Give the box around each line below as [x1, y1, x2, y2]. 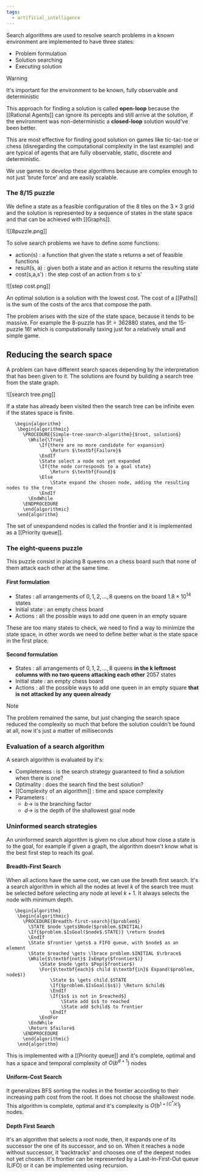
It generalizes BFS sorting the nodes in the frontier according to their [6, 1087, 179, 1094]
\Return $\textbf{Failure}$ [49, 447, 121, 453]
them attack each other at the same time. [6, 564, 110, 571]
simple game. [6, 332, 41, 339]
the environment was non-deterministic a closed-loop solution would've [6, 117, 189, 125]
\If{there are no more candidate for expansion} [38, 442, 165, 448]
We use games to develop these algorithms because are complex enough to [6, 167, 198, 174]
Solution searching [15, 56, 63, 63]
